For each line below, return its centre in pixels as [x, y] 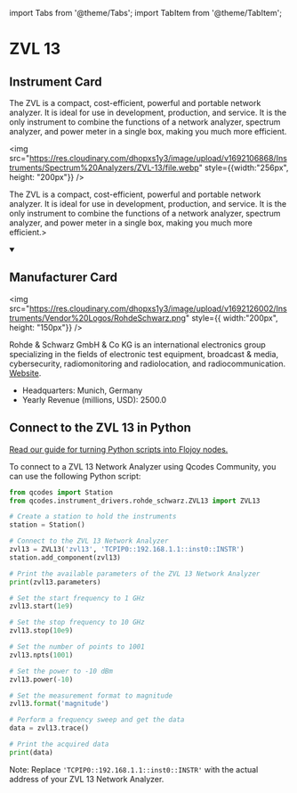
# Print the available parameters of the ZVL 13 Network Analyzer [135, 574]
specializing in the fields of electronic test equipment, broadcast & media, [144, 354]
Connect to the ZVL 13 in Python [100, 428]
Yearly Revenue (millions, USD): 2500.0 [94, 399]
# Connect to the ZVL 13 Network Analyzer [89, 541]
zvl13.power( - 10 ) [41, 679]
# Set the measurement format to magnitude [91, 695]
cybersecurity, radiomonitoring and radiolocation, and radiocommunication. [148, 364]
